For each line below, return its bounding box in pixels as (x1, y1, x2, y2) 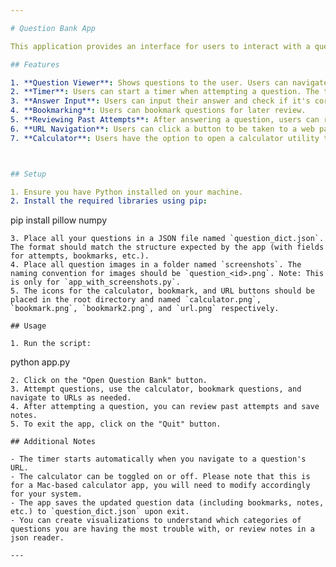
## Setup (10, 169, 47, 179)
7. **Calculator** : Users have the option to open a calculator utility (10, 133, 320, 143)
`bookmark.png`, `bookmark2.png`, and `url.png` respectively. (10, 304, 280, 314)
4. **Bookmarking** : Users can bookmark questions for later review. (10, 106, 307, 116)
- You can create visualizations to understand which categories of (10, 516, 302, 526)
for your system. (10, 489, 83, 500)
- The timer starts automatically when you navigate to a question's (10, 454, 307, 465)
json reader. (10, 533, 65, 543)
